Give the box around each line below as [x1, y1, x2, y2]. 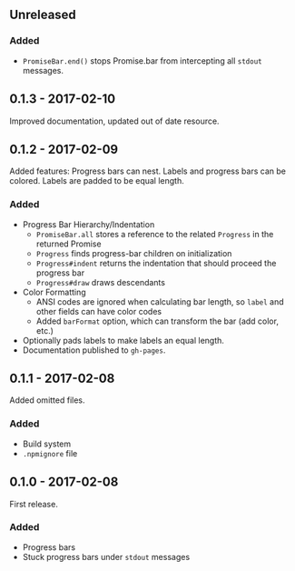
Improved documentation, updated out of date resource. [9, 115, 220, 126]
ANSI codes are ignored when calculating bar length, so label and [35, 296, 284, 307]
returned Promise [35, 238, 102, 249]
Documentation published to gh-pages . [22, 345, 166, 356]
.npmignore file [22, 447, 78, 458]
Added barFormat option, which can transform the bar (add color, [35, 316, 280, 326]
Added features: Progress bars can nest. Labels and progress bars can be [9, 165, 286, 176]
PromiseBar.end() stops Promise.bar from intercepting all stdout [22, 55, 262, 66]
